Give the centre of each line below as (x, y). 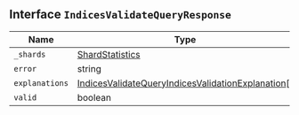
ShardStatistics (109, 54)
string (89, 68)
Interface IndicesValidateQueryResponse (120, 15)
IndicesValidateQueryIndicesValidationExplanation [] (185, 83)
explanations (41, 83)
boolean (94, 97)
